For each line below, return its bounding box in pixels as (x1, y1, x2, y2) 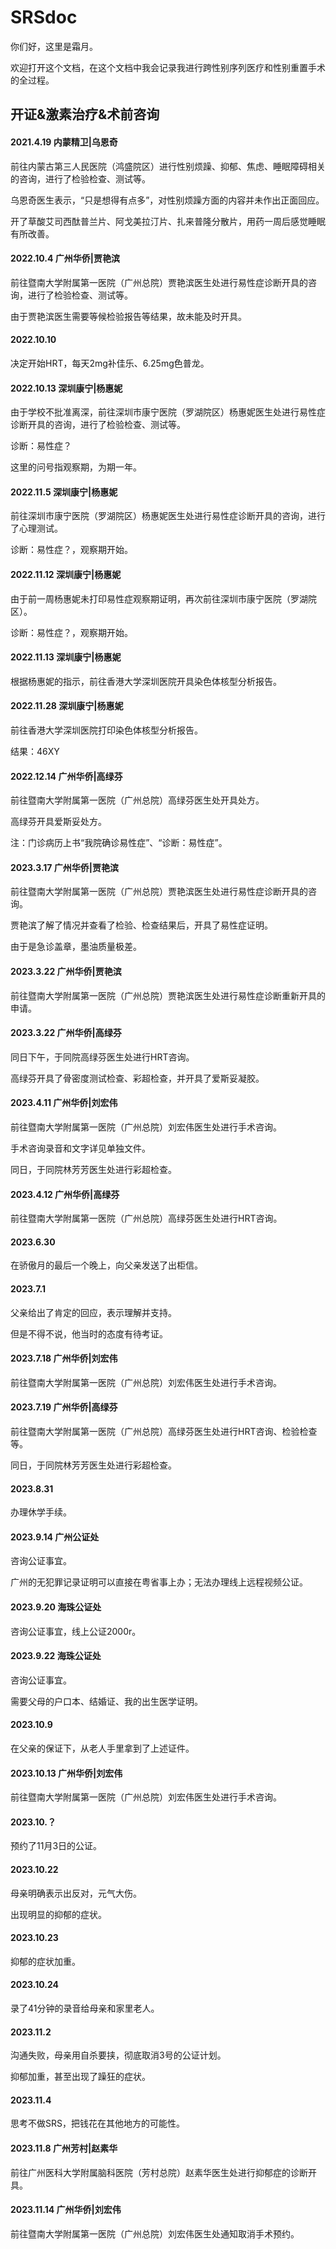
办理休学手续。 (10, 1506, 72, 1518)
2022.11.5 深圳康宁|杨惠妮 (10, 486, 118, 498)
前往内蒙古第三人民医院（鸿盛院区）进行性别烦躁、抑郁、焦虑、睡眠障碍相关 (10, 160, 326, 172)
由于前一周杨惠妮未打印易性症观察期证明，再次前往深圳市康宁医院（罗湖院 (10, 592, 317, 605)
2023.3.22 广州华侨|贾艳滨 (10, 965, 122, 977)
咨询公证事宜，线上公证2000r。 (10, 1625, 142, 1637)
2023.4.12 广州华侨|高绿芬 (10, 1188, 120, 1200)
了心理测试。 (10, 522, 63, 535)
